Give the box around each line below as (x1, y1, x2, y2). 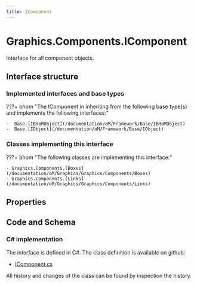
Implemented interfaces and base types (6, 89, 124, 97)
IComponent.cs (14, 261, 53, 268)
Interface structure (6, 71, 79, 81)
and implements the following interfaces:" (6, 109, 109, 117)
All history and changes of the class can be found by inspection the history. (6, 272, 192, 279)
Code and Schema (6, 217, 76, 228)
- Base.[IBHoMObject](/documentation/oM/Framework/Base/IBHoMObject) (6, 121, 186, 127)
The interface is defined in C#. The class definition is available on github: (6, 249, 186, 256)
